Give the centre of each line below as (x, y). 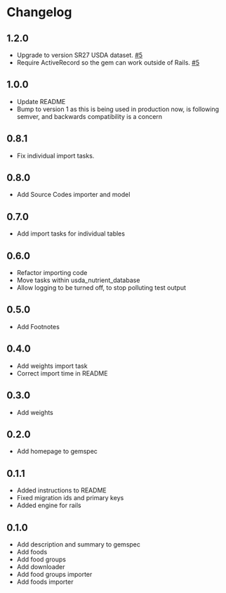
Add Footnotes (38, 326)
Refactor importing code (52, 273)
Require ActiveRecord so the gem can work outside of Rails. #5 (108, 63)
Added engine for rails (49, 505)
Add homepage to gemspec (57, 452)
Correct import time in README (62, 373)
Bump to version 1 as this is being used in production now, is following (118, 109)
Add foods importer (45, 582)
